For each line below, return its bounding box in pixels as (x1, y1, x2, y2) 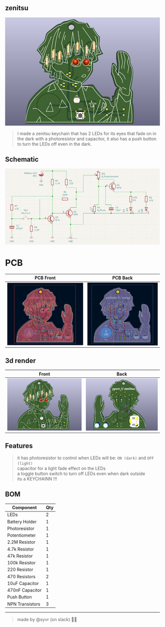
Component (12, 505, 37, 511)
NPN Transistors (7, 601, 41, 607)
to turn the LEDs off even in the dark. (17, 141, 92, 147)
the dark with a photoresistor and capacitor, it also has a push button (17, 136, 157, 142)
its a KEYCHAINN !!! (17, 476, 57, 481)
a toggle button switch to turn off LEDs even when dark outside (17, 471, 145, 477)
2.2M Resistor (7, 539, 36, 545)
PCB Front (34, 275, 56, 281)
